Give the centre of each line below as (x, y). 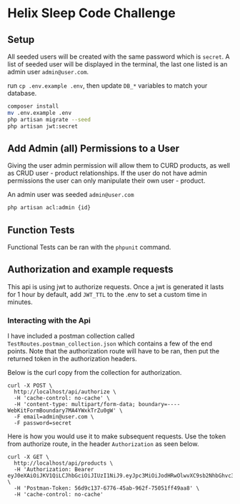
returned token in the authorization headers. (72, 359)
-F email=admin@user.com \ (54, 417)
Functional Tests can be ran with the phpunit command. (89, 247)
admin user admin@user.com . (48, 72)
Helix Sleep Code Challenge (92, 13)
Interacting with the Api (49, 321)
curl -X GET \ (29, 457)
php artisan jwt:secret (43, 126)
